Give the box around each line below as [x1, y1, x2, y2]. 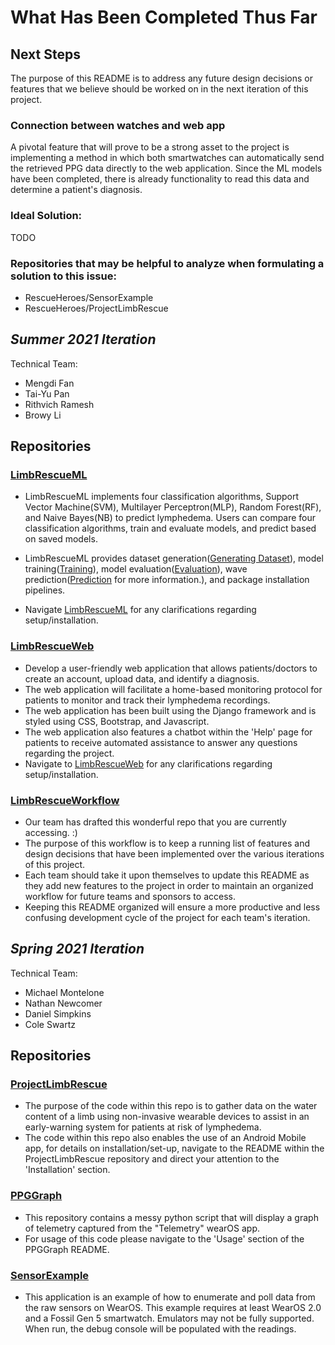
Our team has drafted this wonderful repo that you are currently [24, 816, 287, 828]
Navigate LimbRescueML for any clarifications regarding [24, 604, 257, 616]
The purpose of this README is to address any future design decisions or [10, 72, 313, 84]
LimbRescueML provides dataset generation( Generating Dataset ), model [24, 552, 324, 565]
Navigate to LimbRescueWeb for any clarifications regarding [24, 757, 273, 770]
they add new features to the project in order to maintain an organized [24, 879, 314, 891]
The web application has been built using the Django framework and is [24, 704, 317, 716]
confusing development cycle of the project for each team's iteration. [24, 911, 311, 923]
